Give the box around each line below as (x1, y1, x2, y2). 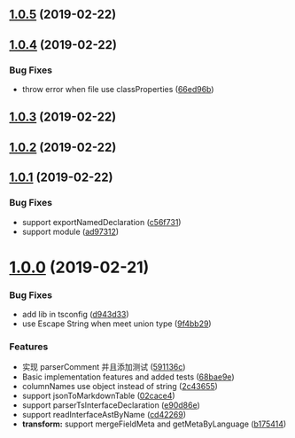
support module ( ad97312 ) (21, 226, 120, 237)
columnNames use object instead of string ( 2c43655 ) (21, 381, 219, 392)
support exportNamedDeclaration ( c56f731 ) (21, 216, 182, 227)
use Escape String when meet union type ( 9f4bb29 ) (21, 318, 212, 329)
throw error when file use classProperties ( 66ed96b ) (21, 84, 214, 95)
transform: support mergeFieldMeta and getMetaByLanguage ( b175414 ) (21, 418, 287, 429)
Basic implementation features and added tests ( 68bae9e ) (21, 372, 235, 382)
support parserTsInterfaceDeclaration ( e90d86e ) (21, 400, 201, 411)
